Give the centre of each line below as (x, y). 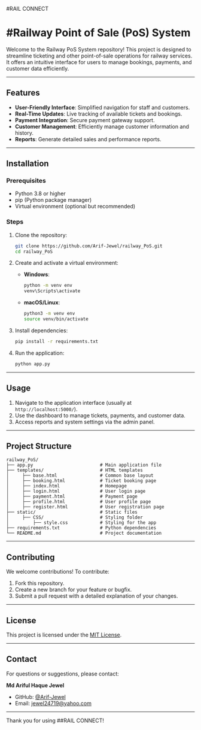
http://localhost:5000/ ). (46, 409)
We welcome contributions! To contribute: (58, 572)
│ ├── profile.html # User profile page (79, 502)
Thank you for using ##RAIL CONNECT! (55, 720)
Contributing (31, 557)
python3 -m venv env (49, 314)
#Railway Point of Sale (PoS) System (98, 33)
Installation (28, 164)
